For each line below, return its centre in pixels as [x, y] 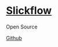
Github [14, 38]
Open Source [22, 27]
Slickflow [29, 11]
